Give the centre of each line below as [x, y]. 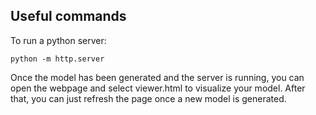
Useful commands [68, 16]
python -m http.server [57, 59]
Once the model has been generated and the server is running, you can [157, 77]
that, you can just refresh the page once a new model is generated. [148, 98]
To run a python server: [58, 40]
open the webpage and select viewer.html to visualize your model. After [158, 88]
